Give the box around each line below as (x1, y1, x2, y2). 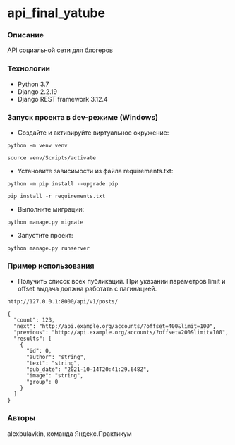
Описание (7, 30, 44, 40)
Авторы (7, 413, 36, 423)
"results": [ (13, 335, 52, 343)
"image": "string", (25, 372, 83, 379)
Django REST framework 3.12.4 (17, 95, 108, 103)
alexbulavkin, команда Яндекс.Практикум (7, 429, 132, 438)
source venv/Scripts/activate (7, 154, 97, 161)
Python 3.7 (17, 80, 49, 88)
